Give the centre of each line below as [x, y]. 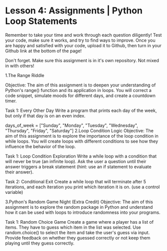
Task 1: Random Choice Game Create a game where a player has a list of [80, 222]
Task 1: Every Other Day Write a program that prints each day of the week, [81, 110]
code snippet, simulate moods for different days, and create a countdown [80, 95]
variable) [14, 192]
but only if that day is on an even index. [45, 116]
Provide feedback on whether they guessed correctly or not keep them [78, 238]
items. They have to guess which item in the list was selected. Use [73, 227]
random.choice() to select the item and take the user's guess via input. [78, 232]
